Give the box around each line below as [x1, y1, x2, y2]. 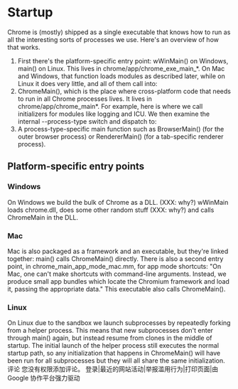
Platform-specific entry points [7, 161, 145, 173]
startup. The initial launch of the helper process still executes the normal [7, 341, 219, 350]
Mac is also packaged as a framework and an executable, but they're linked [7, 247, 229, 255]
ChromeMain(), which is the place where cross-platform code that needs [17, 87, 231, 95]
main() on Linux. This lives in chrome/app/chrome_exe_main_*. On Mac [17, 64, 225, 73]
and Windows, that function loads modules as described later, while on [17, 72, 225, 80]
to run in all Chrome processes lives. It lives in [17, 94, 153, 103]
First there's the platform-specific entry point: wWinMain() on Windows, [17, 56, 229, 65]
